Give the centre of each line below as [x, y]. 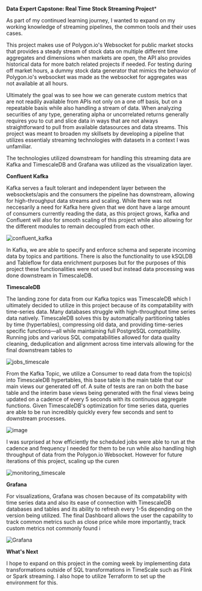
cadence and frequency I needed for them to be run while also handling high [101, 448]
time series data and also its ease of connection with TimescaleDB [89, 503]
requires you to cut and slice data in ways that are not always [82, 121]
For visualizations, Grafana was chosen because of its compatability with [97, 496]
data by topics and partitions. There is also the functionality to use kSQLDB [99, 256]
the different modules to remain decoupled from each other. [80, 226]
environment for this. [32, 583]
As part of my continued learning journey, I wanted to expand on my [91, 20]
